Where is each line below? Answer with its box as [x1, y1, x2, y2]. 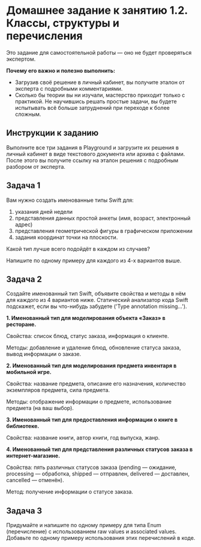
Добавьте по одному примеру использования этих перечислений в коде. [6, 534, 196, 542]
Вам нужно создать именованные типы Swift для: [6, 196, 134, 204]
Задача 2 [6, 274, 42, 284]
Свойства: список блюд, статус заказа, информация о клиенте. [6, 333, 169, 340]
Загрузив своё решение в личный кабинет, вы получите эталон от [14, 79, 185, 86]
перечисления [6, 29, 83, 43]
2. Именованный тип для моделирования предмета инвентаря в [6, 362, 177, 369]
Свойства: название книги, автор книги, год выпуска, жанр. [6, 434, 160, 441]
